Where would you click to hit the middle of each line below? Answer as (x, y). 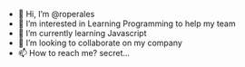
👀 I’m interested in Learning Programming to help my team (127, 24)
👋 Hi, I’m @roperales (56, 14)
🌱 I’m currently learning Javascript (82, 33)
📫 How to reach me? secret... (73, 53)
